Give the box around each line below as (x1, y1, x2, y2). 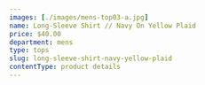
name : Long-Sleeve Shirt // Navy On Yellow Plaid (9, 21, 197, 30)
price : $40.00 (9, 29, 62, 38)
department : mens (9, 37, 74, 47)
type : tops (9, 46, 50, 55)
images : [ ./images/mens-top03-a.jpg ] (9, 12, 149, 22)
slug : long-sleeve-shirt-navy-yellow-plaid (9, 54, 173, 63)
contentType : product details (9, 63, 122, 72)
